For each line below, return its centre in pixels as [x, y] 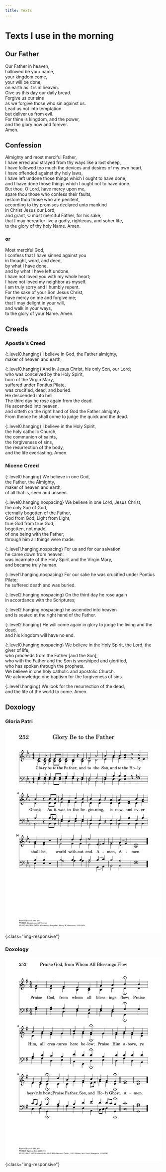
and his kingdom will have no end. [40, 635]
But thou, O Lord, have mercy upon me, [45, 189]
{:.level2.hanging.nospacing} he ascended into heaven [61, 609]
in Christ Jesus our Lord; [30, 210]
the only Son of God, [26, 507]
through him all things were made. [40, 539]
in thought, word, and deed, [34, 260]
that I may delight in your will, [35, 303]
